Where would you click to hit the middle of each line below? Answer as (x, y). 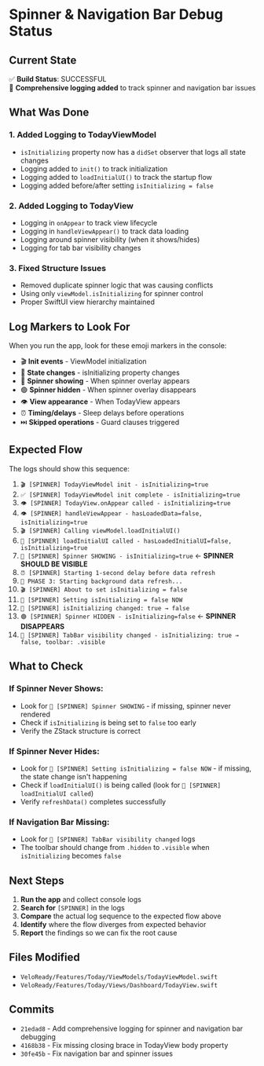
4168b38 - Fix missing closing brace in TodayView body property (124, 1045)
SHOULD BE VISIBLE (54, 564)
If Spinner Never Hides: (55, 751)
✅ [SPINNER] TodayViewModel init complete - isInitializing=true (130, 495)
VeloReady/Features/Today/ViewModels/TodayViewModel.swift (119, 977)
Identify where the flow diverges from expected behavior (113, 924)
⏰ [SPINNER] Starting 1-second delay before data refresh (117, 573)
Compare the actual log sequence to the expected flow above (121, 916)
